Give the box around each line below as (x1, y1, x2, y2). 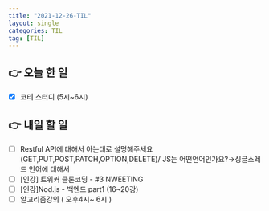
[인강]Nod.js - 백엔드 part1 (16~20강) (19, 185, 139, 194)
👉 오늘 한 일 (8, 66, 68, 79)
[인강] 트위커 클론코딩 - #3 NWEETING (19, 174, 144, 184)
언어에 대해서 (28, 164, 70, 173)
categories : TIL (8, 26, 63, 34)
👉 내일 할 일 (8, 118, 68, 132)
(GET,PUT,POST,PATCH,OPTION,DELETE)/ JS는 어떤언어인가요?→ (19, 154, 235, 164)
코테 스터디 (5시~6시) (19, 92, 88, 102)
